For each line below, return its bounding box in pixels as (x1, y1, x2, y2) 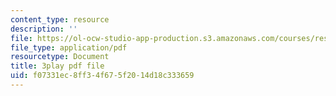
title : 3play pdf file (10, 61, 105, 71)
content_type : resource (10, 14, 110, 25)
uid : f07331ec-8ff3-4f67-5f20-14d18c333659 (10, 71, 195, 81)
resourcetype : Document (10, 52, 110, 62)
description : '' (10, 24, 78, 34)
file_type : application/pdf (10, 42, 128, 53)
